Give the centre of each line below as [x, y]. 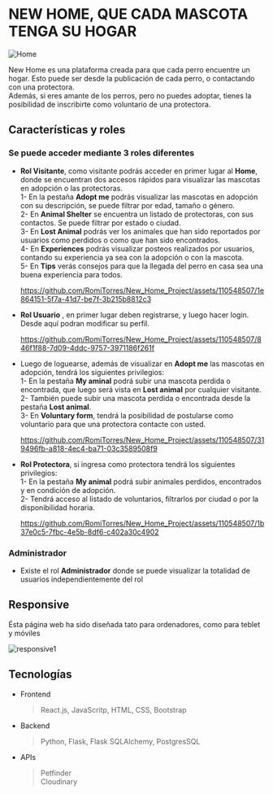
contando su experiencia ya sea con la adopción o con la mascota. [132, 257]
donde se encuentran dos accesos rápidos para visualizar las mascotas [140, 179]
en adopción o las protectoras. [71, 188]
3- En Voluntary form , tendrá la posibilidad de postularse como [127, 415]
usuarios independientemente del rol [82, 579]
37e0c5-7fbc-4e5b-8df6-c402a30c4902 [90, 532]
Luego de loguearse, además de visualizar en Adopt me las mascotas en [142, 364]
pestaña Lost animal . [56, 407]
